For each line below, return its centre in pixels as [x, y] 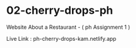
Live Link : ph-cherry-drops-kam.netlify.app [62, 38]
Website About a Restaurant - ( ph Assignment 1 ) [68, 27]
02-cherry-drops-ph [60, 10]
